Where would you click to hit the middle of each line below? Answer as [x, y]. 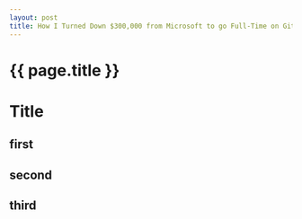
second [31, 175]
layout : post [34, 18]
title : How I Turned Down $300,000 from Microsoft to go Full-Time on [144, 26]
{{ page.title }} [65, 70]
